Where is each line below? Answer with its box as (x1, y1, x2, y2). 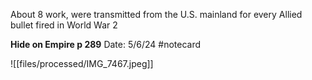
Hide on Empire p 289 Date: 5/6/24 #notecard (10, 39, 202, 50)
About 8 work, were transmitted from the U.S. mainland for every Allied (10, 9, 303, 20)
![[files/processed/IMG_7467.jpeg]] (10, 58, 154, 69)
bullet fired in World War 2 (10, 19, 118, 31)
